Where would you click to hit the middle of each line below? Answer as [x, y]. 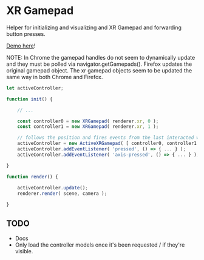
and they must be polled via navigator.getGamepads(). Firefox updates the [99, 64]
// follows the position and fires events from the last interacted [106, 138]
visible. [24, 251]
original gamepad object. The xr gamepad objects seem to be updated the [99, 70]
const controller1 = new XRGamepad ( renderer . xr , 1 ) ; [88, 127]
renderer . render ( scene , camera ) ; [62, 194]
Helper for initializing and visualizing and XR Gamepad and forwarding [94, 27]
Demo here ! [21, 46]
